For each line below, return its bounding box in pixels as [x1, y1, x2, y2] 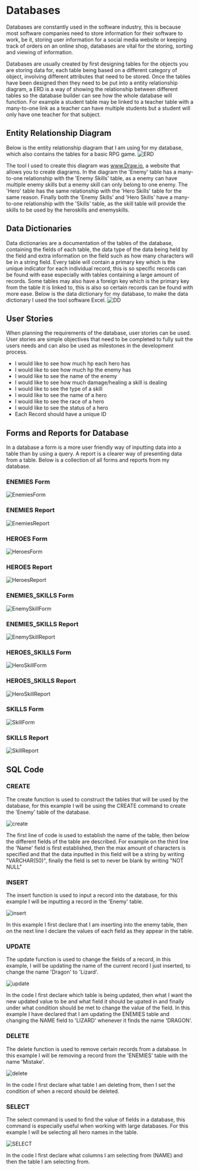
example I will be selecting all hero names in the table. [6, 1129, 138, 1136]
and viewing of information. [6, 48, 74, 55]
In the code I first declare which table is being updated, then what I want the [6, 992, 192, 999]
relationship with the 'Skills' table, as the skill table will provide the [24, 200, 186, 207]
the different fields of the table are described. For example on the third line [6, 838, 189, 845]
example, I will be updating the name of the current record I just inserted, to [6, 962, 191, 969]
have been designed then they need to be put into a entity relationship [6, 79, 178, 86]
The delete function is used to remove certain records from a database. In [6, 1045, 187, 1052]
